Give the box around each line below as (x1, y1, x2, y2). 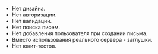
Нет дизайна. (11, 5, 46, 12)
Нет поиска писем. (11, 23, 61, 31)
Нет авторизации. (11, 11, 57, 18)
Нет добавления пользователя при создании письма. (11, 30, 148, 37)
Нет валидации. (11, 18, 52, 24)
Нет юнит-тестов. (11, 42, 56, 49)
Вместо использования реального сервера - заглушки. (11, 36, 153, 43)
